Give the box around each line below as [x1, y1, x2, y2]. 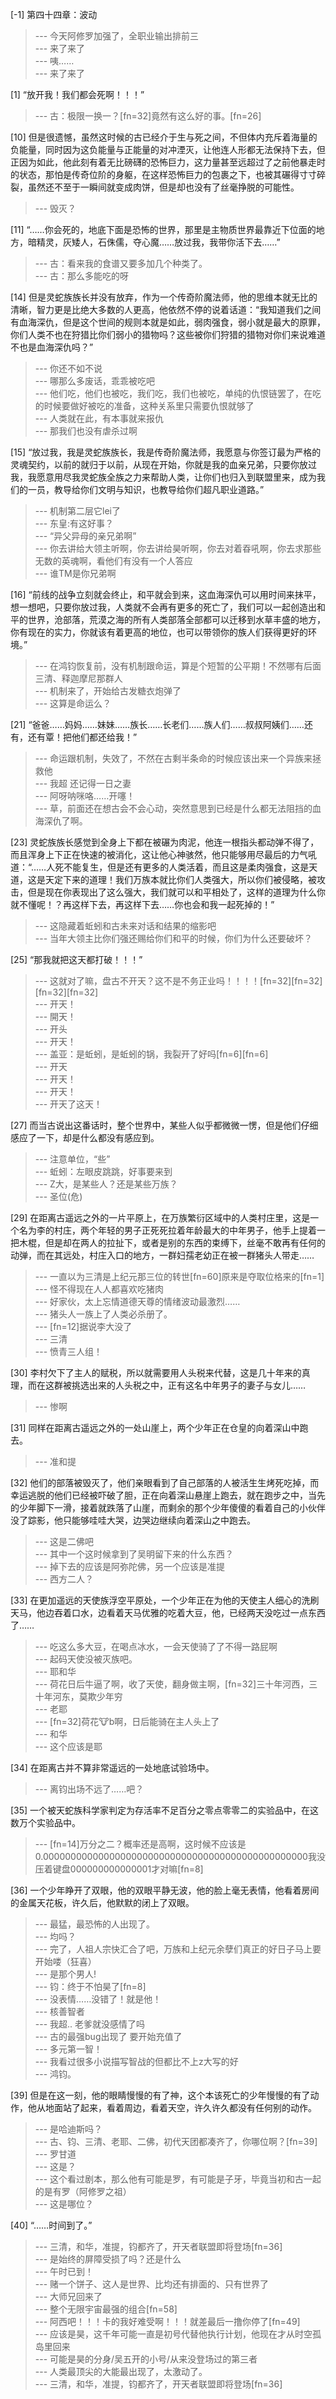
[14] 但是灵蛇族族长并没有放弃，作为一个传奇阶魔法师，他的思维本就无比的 [10, 291, 318, 303]
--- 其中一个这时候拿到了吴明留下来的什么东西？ [34, 1548, 235, 1560]
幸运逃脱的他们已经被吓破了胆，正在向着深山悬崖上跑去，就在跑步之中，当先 [10, 1489, 326, 1501]
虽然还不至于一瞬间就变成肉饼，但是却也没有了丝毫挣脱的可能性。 [27, 181, 300, 193]
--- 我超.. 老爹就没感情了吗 [34, 2018, 146, 2030]
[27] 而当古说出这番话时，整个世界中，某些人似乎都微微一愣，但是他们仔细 [10, 1119, 319, 1131]
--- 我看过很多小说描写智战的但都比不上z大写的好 [34, 2056, 239, 2067]
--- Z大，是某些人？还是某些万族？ [34, 1178, 178, 1190]
